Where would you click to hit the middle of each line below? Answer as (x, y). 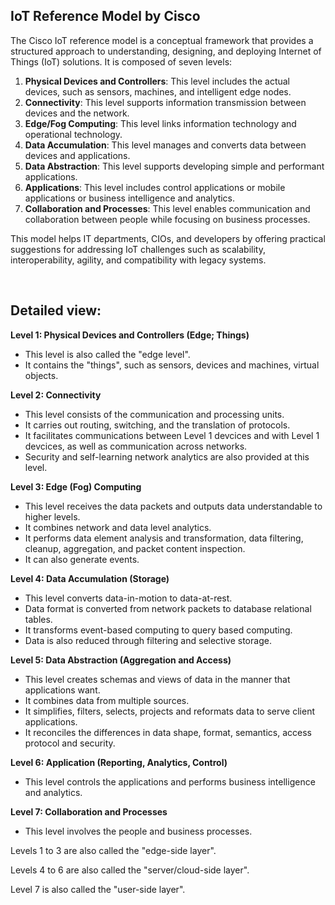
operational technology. (73, 134)
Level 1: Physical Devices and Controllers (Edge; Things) (130, 335)
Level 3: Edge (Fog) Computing (76, 486)
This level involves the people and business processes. (138, 831)
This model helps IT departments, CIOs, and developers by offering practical (168, 238)
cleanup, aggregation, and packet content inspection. (135, 548)
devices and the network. (77, 113)
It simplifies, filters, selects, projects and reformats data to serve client (169, 711)
